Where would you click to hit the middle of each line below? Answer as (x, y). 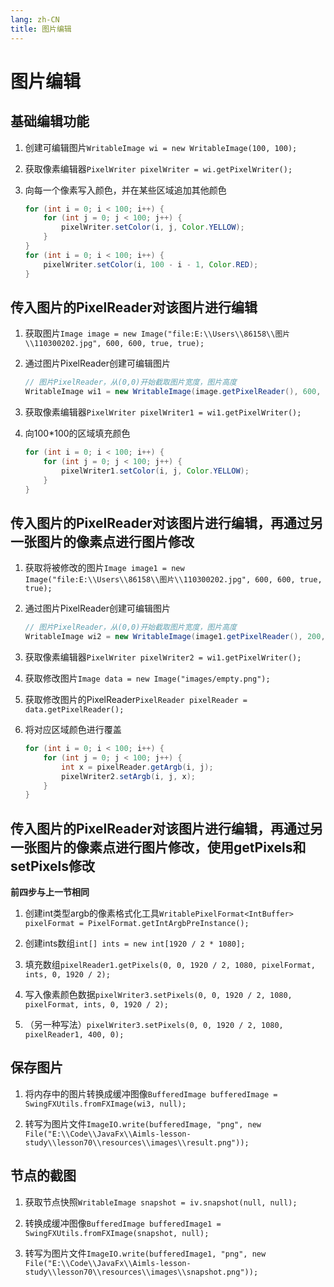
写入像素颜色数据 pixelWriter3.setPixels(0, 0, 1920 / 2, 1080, (158, 995)
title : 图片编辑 (41, 29)
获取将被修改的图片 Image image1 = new (104, 568)
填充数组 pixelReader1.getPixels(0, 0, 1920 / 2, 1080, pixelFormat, (170, 965)
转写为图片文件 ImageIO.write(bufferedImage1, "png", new (145, 1253)
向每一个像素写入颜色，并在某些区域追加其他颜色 (125, 190)
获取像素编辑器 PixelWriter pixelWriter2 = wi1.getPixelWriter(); (163, 657)
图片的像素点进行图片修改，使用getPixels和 (171, 847)
